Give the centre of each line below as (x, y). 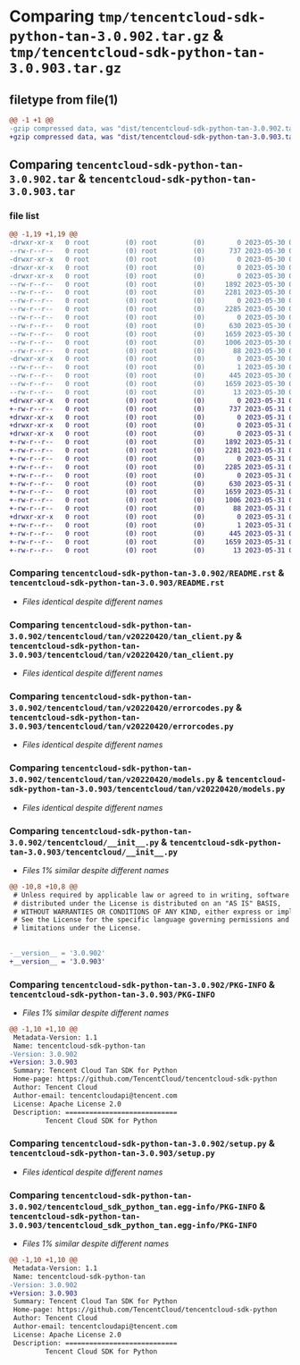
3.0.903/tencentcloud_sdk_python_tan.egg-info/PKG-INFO (133, 1225)
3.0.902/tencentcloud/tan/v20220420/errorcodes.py (121, 708)
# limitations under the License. (77, 928)
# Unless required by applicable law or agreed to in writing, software (151, 895)
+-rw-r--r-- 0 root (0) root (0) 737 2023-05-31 (147, 409)
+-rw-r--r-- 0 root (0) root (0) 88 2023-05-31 (147, 509)
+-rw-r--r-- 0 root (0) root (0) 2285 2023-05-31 (147, 467)
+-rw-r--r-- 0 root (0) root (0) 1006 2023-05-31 (147, 501)
